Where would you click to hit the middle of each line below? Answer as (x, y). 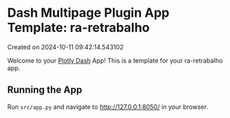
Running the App (45, 90)
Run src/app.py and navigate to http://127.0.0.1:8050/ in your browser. (108, 107)
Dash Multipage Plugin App (88, 13)
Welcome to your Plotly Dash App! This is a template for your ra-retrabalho (115, 60)
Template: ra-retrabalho (79, 28)
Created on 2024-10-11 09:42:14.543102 (66, 47)
